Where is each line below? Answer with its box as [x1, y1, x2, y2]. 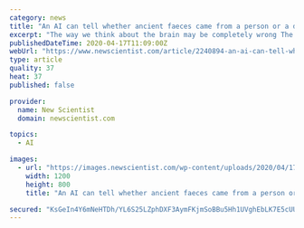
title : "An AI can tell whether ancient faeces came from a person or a [9, 22, 290, 31]
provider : [9, 97, 47, 106]
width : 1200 [25, 171, 71, 181]
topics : [9, 130, 39, 139]
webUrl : [9, 47, 39, 56]
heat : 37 [9, 72, 43, 81]
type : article [9, 55, 63, 64]
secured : [9, 204, 43, 214]
